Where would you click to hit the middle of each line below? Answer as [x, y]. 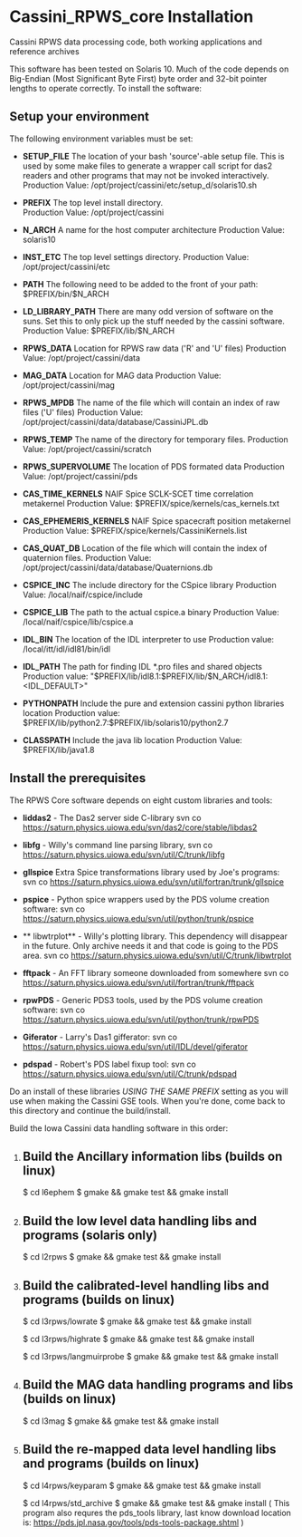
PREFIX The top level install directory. [93, 202]
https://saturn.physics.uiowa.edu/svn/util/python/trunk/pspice [138, 918]
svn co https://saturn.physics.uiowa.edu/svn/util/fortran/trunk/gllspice [153, 882]
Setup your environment [79, 116]
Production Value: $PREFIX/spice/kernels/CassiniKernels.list [135, 530]
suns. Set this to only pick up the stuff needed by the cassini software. [153, 321]
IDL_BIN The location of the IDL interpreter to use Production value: [148, 639]
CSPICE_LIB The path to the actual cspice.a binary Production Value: [151, 612]
